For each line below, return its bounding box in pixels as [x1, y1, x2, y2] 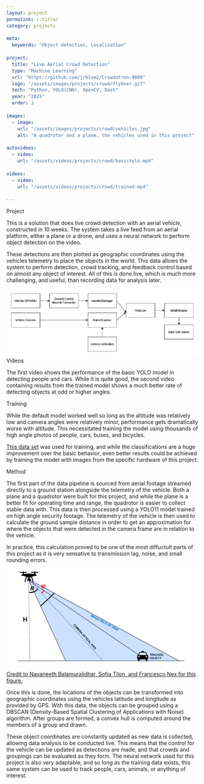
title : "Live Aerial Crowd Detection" [12, 61, 111, 67]
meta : [6, 35, 20, 42]
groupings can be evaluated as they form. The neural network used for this [6, 752, 195, 760]
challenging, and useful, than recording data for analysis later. [6, 276, 161, 284]
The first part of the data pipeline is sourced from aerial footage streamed [6, 480, 192, 487]
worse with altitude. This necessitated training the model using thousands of [6, 425, 199, 432]
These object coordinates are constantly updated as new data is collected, [6, 733, 194, 741]
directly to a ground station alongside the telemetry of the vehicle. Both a [6, 486, 190, 494]
